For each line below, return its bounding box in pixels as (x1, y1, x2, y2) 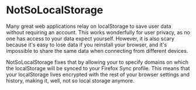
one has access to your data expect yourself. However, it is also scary (6, 35, 174, 42)
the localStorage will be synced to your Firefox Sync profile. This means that (6, 64, 190, 71)
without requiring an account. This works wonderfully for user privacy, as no (6, 28, 190, 35)
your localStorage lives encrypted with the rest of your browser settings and (6, 71, 190, 78)
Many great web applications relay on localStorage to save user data (6, 23, 171, 30)
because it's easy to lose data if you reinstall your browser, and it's (6, 41, 167, 48)
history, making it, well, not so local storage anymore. (6, 77, 135, 84)
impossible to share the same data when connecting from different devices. (6, 47, 188, 54)
